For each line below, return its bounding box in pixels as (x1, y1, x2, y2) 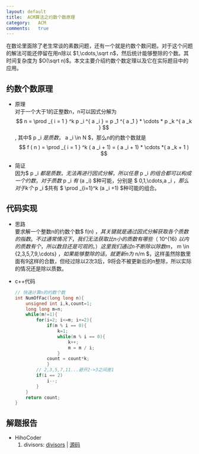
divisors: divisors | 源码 (23, 441, 81, 449)
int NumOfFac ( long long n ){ (14, 295, 84, 301)
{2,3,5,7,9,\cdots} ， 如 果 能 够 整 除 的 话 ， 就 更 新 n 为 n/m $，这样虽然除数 (14, 250, 186, 257)
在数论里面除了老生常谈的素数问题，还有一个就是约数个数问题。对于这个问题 (6, 42, 193, 49)
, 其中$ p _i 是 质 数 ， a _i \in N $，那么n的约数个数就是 (14, 134, 146, 141)
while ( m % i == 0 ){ (57, 333, 105, 339)
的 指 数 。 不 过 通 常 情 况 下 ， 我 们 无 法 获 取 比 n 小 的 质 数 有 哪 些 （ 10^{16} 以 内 (14, 235, 190, 242)
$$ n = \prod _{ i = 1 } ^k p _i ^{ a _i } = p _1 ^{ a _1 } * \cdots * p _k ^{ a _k (15, 118, 192, 125)
